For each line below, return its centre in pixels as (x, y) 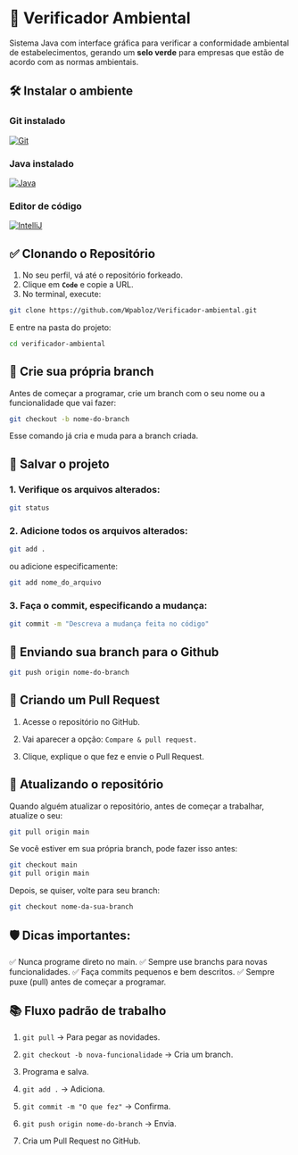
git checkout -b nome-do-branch (69, 419)
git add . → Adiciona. (63, 1089)
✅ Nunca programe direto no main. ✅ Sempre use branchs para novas (138, 961)
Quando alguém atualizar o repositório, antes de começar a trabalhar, (137, 806)
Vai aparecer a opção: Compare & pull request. (110, 739)
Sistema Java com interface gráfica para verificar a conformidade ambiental (149, 43)
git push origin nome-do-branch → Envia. (99, 1123)
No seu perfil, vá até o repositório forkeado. (103, 275)
